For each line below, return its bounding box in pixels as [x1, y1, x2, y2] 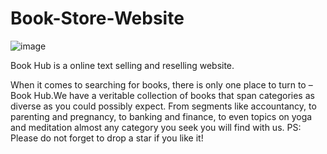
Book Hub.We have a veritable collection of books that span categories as [10, 89, 315, 101]
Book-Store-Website [10, 7, 185, 30]
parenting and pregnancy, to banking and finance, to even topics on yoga [10, 110, 313, 122]
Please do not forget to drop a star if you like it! [10, 132, 204, 144]
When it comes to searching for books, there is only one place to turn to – [10, 78, 313, 91]
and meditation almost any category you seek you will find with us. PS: [10, 121, 302, 133]
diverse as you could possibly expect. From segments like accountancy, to [10, 100, 317, 112]
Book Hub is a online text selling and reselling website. [10, 59, 235, 71]
